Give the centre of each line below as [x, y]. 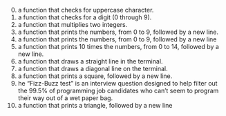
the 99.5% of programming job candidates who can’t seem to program [118, 90]
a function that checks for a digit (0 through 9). [85, 17]
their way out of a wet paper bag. [65, 98]
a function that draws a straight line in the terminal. [90, 61]
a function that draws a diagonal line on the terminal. [93, 69]
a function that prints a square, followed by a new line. [95, 76]
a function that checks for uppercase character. [86, 10]
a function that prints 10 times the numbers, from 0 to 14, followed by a [119, 47]
